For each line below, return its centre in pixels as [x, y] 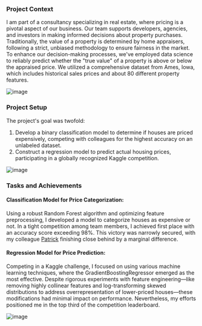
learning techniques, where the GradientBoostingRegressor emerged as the [100, 272]
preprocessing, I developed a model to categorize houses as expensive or [98, 220]
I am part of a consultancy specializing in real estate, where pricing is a [95, 22]
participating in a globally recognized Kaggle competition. [87, 158]
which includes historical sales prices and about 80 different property [93, 74]
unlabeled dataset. [38, 145]
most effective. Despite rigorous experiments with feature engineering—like [101, 279]
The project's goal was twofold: [46, 120]
